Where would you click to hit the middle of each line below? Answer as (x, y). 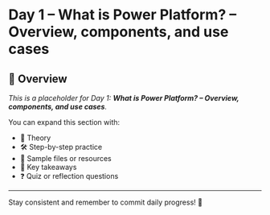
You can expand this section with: (64, 122)
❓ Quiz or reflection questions (69, 176)
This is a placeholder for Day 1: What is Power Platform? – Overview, (124, 98)
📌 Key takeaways (48, 167)
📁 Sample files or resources (65, 158)
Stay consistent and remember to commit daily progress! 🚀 (106, 202)
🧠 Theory (35, 138)
